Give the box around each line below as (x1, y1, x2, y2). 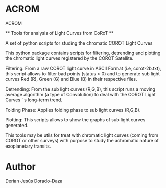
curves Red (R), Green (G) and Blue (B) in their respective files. (5, 76, 137, 82)
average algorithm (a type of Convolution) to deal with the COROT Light (5, 91, 156, 97)
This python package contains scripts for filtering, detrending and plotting (5, 50, 161, 56)
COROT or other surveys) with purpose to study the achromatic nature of (5, 137, 159, 143)
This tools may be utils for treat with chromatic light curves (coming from (5, 132, 159, 138)
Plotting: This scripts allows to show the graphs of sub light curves (5, 116, 146, 123)
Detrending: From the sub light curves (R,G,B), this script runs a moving (5, 86, 156, 92)
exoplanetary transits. (5, 143, 51, 149)
